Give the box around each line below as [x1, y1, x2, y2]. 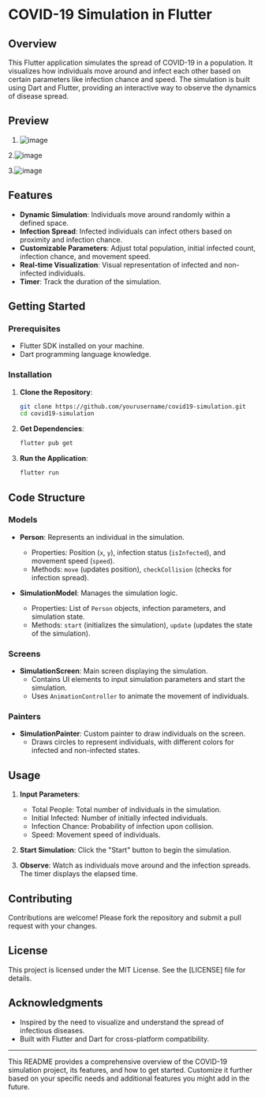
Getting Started [8, 300, 86, 313]
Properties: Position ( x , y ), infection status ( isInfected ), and [31, 547, 226, 557]
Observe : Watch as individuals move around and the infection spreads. [19, 860, 251, 870]
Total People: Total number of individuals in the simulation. [31, 805, 222, 815]
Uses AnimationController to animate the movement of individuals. [31, 691, 250, 701]
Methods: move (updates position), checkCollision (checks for [31, 564, 232, 574]
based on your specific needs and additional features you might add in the [8, 1074, 250, 1083]
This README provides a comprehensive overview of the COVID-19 [8, 1056, 227, 1066]
